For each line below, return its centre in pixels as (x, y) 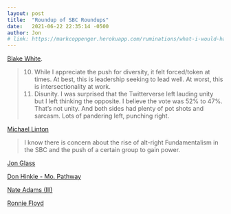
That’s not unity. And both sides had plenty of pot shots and (119, 109)
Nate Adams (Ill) (30, 190)
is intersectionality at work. (73, 87)
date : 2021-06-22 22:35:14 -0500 (58, 26)
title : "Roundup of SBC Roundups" (58, 20)
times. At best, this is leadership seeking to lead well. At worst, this (129, 79)
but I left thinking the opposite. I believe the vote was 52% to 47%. (129, 101)
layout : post (26, 13)
